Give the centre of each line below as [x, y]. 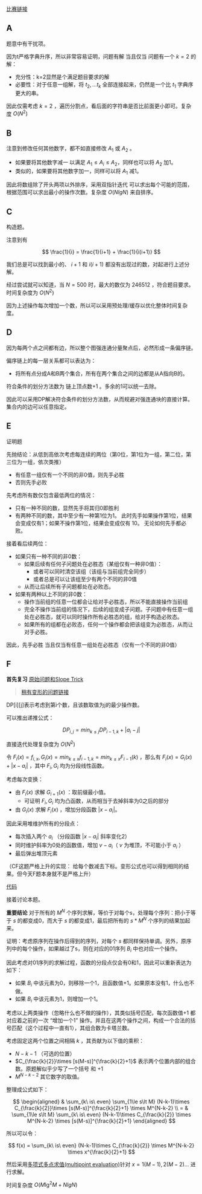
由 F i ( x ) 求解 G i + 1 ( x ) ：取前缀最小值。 [62, 793]
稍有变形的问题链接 [45, 692]
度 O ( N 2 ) [17, 113]
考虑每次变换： [25, 779]
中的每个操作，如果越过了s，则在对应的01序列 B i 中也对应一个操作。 [96, 949]
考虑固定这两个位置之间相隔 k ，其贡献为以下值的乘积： [75, 1041]
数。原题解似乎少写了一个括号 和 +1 [59, 1069]
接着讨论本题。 [25, 900]
